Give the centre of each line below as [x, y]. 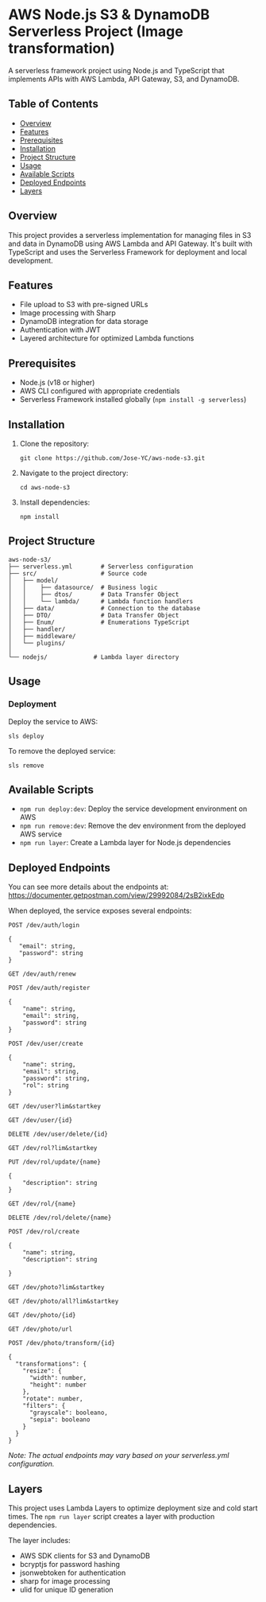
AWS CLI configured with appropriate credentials [100, 391]
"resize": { [42, 1371]
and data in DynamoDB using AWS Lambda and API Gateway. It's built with [130, 244]
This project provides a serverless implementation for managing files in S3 [130, 235]
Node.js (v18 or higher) [57, 383]
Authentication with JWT [60, 330]
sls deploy [26, 736]
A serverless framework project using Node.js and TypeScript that [116, 70]
